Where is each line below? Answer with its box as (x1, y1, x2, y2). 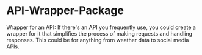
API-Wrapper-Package (6, 4, 124, 18)
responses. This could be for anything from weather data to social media (6, 36, 189, 44)
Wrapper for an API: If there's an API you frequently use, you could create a (6, 24, 197, 31)
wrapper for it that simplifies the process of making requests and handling (6, 30, 193, 37)
